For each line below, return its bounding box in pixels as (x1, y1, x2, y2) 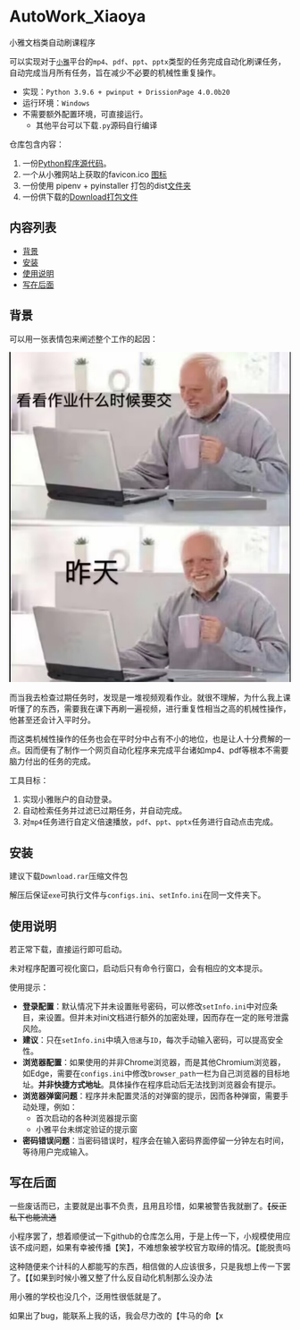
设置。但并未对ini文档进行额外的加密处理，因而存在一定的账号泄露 (46, 1011, 289, 1022)
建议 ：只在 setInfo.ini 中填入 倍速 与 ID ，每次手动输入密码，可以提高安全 (21, 1034, 284, 1044)
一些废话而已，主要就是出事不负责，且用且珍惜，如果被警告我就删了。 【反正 (9, 1200, 287, 1211)
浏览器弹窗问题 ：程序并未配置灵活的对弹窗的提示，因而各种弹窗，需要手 (21, 1090, 288, 1101)
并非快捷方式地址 (37, 1078, 101, 1089)
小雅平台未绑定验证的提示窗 (35, 1123, 138, 1134)
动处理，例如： (21, 1101, 78, 1112)
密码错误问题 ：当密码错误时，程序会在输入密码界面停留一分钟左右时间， (21, 1135, 288, 1146)
